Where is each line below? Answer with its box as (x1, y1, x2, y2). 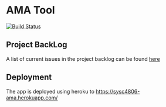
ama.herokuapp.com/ (6, 94, 58, 101)
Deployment (6, 73, 52, 82)
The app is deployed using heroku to (6, 88, 95, 95)
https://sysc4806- (96, 88, 140, 95)
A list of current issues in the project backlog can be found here (6, 55, 160, 62)
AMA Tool (6, 4, 55, 17)
